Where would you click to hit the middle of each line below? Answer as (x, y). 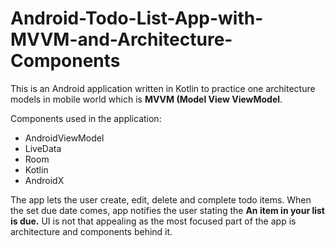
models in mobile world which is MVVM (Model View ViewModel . (146, 99)
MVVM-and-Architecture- (121, 39)
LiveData (43, 148)
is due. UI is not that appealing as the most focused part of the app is (153, 221)
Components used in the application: (86, 118)
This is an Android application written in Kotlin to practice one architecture (163, 88)
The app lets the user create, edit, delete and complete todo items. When (161, 199)
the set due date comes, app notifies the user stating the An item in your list (167, 210)
